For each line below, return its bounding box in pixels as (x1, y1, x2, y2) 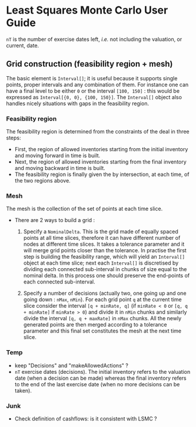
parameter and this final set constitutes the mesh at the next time (23, 327, 181, 334)
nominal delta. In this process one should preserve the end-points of (23, 272, 190, 279)
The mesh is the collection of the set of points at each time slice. (6, 205, 163, 213)
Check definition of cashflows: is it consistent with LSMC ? (14, 415, 157, 422)
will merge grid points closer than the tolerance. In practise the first (23, 247, 187, 254)
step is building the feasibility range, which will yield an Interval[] (23, 253, 185, 260)
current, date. (6, 42, 39, 49)
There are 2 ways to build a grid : (14, 217, 95, 224)
